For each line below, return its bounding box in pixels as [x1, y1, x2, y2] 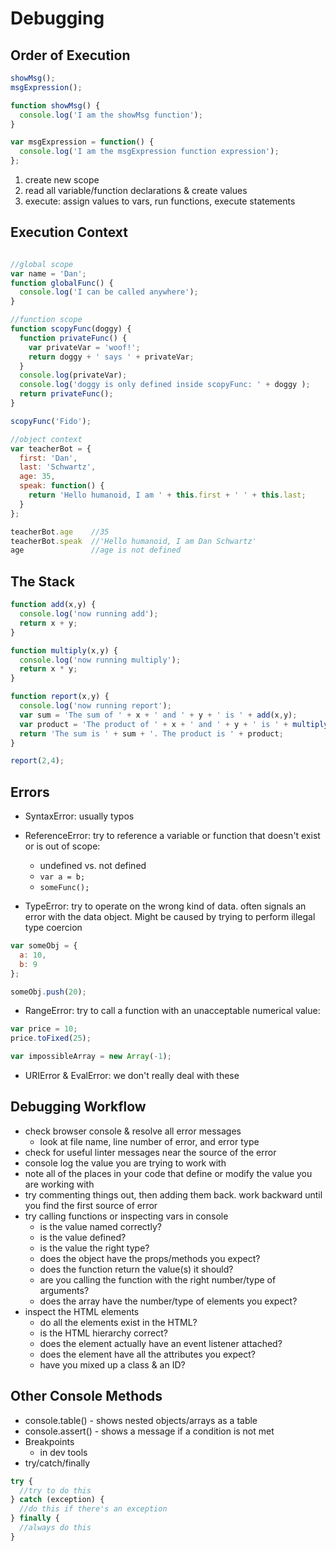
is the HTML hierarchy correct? [39, 1327, 168, 1339]
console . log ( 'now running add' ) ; [19, 609, 159, 619]
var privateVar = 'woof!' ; [28, 342, 141, 352]
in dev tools [39, 1446, 88, 1458]
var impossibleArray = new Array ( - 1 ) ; [10, 1052, 172, 1062]
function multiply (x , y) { [10, 645, 118, 656]
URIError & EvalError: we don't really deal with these [24, 1070, 240, 1082]
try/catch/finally [24, 1457, 91, 1469]
